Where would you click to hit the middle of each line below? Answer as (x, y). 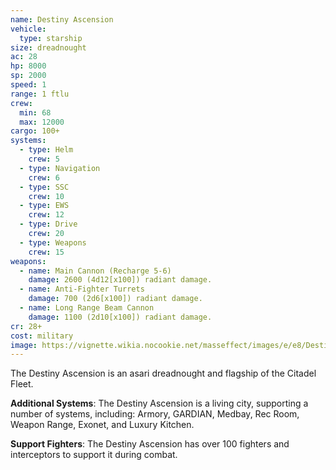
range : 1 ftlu (40, 94)
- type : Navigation (60, 168)
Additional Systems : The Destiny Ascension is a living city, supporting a (159, 403)
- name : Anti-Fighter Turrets (82, 289)
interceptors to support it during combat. (94, 455)
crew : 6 (44, 177)
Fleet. (22, 384)
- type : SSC (44, 187)
